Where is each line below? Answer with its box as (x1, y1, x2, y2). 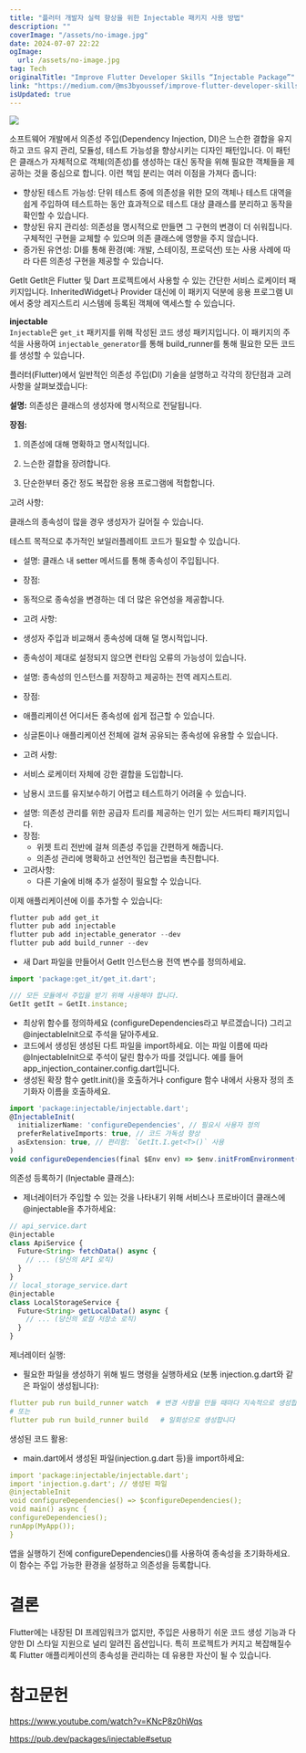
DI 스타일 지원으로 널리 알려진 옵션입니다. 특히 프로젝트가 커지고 (25, 1638, 253, 1649)
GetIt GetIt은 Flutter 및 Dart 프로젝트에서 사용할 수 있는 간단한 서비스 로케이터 (9, 275, 287, 286)
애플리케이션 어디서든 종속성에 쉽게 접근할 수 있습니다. (22, 709, 216, 721)
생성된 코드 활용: (9, 1433, 68, 1443)
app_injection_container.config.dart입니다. (22, 1063, 180, 1074)
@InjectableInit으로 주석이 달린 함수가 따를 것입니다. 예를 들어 (22, 1051, 244, 1062)
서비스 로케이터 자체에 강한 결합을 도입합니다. (22, 768, 184, 779)
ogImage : (9, 47, 43, 57)
